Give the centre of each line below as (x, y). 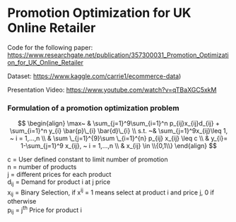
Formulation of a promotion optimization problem (93, 108)
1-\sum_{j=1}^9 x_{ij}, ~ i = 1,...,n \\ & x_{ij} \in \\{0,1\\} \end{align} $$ (119, 146)
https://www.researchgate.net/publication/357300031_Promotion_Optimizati (118, 55)
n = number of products (42, 167)
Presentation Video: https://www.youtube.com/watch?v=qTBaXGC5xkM (112, 90)
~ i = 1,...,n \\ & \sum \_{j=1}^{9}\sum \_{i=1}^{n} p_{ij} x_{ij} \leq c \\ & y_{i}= (119, 138)
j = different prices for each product (59, 175)
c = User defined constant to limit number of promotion (88, 159)
